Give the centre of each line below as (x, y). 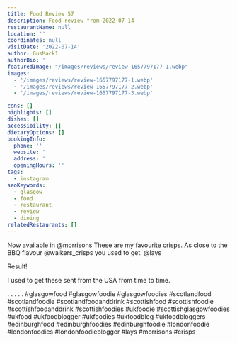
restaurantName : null (39, 27)
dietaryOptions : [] (36, 132)
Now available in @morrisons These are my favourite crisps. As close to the (117, 245)
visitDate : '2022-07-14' (44, 47)
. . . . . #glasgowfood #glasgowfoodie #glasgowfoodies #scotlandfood (109, 294)
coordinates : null (34, 40)
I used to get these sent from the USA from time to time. (89, 280)
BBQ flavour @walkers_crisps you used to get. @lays (85, 252)
